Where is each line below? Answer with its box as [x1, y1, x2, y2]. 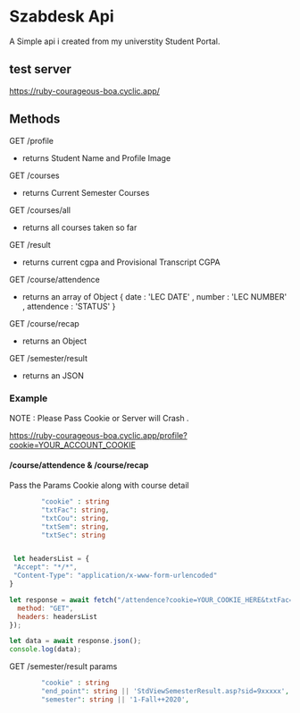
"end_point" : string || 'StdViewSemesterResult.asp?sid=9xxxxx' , [41, 687, 290, 696]
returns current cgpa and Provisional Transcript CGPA [21, 257, 221, 267]
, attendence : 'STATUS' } [21, 301, 116, 311]
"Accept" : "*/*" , [12, 563, 78, 572]
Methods [9, 112, 61, 127]
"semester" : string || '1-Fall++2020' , [41, 695, 190, 704]
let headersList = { [12, 555, 90, 564]
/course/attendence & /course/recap [9, 460, 149, 471]
